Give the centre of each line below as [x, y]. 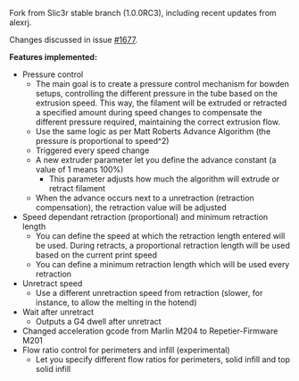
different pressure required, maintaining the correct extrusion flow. [158, 122]
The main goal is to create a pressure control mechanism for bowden [162, 84]
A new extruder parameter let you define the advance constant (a [156, 160]
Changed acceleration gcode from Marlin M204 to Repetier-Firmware [150, 331]
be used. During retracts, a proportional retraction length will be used [162, 246]
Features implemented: [54, 57]
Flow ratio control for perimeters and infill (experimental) [126, 350]
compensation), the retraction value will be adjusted [131, 207]
